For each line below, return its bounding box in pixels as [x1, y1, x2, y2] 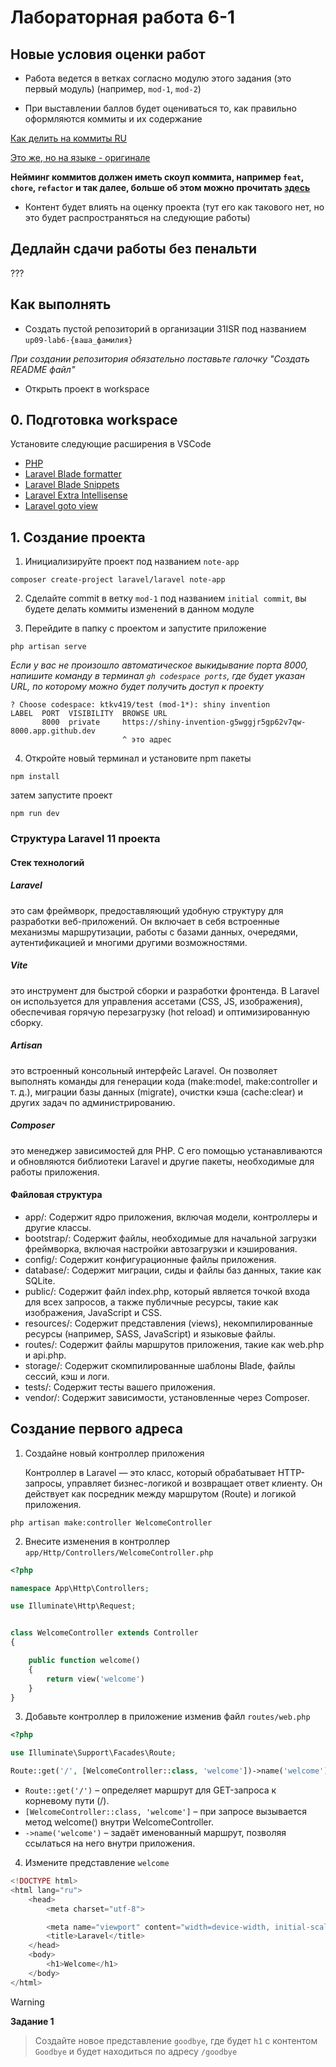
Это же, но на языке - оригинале [10, 152, 151, 163]
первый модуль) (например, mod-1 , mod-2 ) [24, 83, 202, 95]
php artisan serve [10, 642, 87, 652]
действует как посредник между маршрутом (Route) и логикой [24, 1487, 297, 1500]
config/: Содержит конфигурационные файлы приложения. [24, 1253, 277, 1265]
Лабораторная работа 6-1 [10, 6, 236, 29]
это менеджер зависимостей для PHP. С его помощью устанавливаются [10, 1144, 323, 1156]
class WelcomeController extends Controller [10, 1628, 199, 1638]
